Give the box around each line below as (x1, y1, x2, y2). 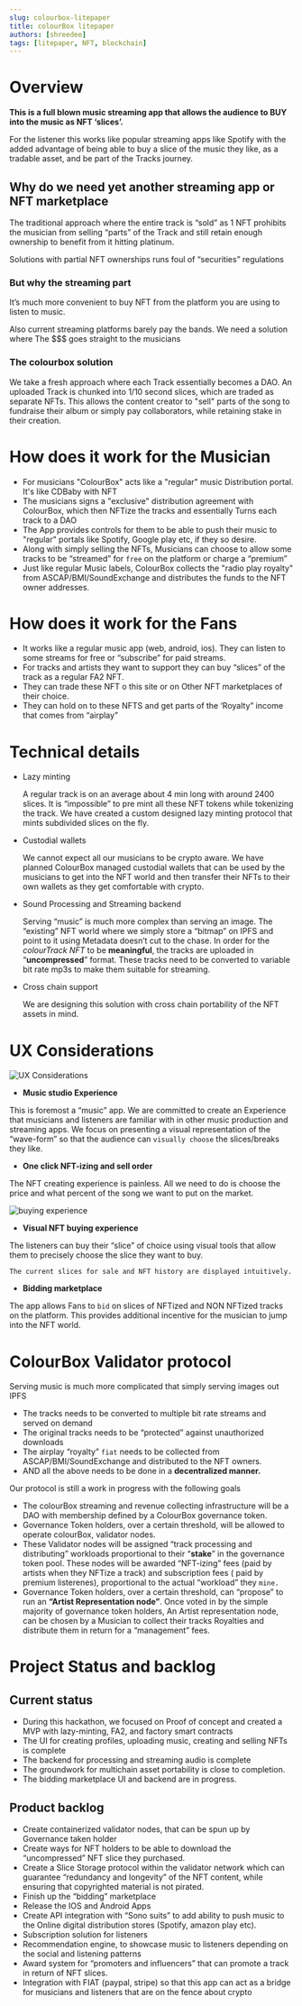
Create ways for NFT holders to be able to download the (22, 1843, 232, 1854)
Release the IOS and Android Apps (22, 1901, 151, 1911)
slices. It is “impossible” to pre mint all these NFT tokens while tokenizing (22, 799, 294, 810)
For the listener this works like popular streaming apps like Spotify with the (9, 134, 287, 145)
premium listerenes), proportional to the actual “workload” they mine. (22, 1577, 279, 1588)
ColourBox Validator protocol (9, 1351, 232, 1371)
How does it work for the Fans (9, 613, 237, 634)
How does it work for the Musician (9, 446, 271, 467)
